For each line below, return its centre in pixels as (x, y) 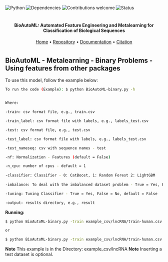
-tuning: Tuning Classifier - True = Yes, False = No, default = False (81, 193)
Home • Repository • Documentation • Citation (84, 41)
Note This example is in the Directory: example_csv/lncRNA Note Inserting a (84, 249)
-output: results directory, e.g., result (50, 202)
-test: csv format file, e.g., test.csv (48, 130)
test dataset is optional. (29, 254)
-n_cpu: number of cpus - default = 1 (45, 166)
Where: (12, 103)
